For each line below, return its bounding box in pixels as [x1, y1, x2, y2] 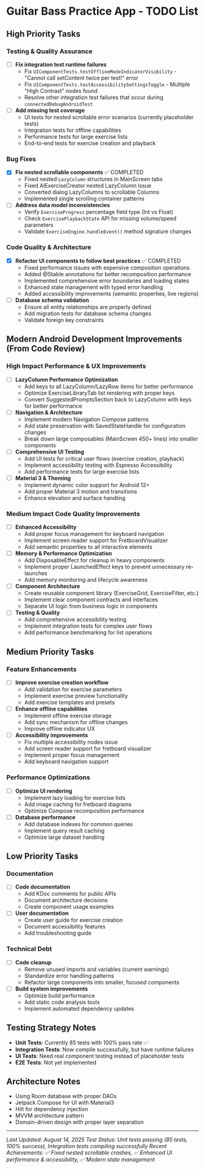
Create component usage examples [24, 903, 114, 911]
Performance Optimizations [6, 773, 90, 782]
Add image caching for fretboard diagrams [24, 801, 132, 808]
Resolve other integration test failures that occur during [24, 93, 164, 101]
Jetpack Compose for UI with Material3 [15, 1099, 115, 1107]
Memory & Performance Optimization [15, 550, 112, 557]
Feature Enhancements [6, 665, 77, 673]
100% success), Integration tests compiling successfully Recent [6, 1143, 167, 1150]
